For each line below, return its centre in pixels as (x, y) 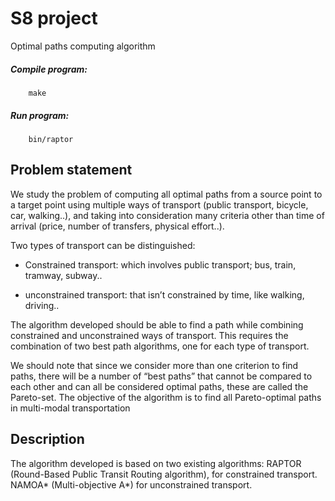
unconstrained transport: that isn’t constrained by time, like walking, (164, 294)
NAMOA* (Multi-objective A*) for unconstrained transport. (131, 484)
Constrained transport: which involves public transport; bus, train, (160, 264)
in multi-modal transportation (70, 408)
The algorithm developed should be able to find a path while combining (157, 324)
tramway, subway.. (63, 275)
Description (47, 439)
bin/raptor (51, 139)
